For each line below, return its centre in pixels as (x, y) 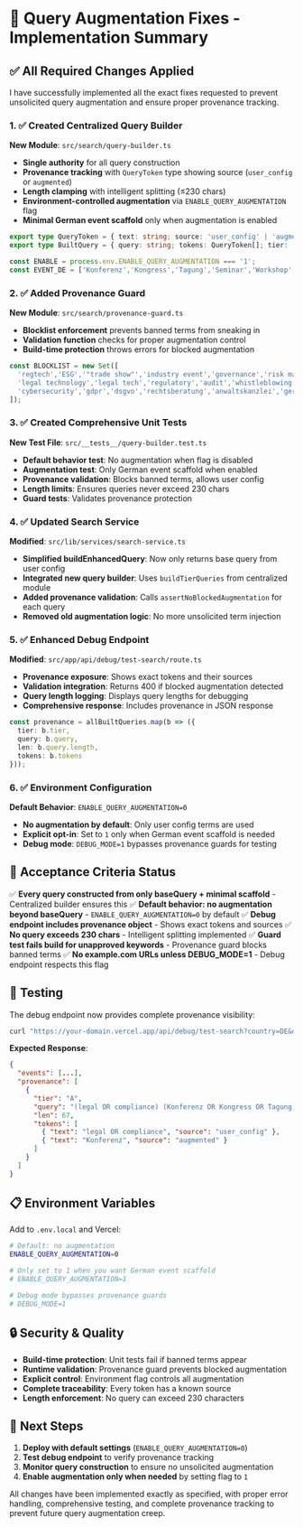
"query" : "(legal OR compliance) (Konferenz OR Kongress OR (148, 1107)
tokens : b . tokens (50, 756)
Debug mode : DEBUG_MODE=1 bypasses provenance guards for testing (150, 843)
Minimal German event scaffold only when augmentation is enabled (150, 220)
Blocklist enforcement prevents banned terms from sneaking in (141, 331)
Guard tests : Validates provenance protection (107, 498)
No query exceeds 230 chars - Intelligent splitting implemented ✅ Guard (145, 935)
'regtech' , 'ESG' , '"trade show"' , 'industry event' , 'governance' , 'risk (151, 374)
